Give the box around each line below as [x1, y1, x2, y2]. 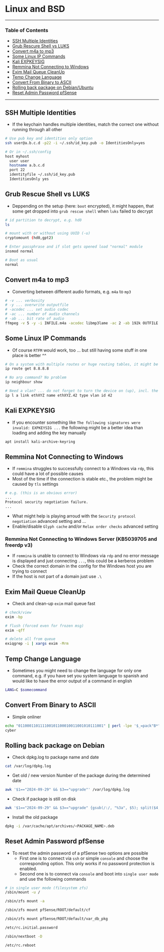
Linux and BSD [5, 3, 65, 15]
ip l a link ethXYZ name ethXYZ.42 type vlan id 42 [5, 393, 112, 398]
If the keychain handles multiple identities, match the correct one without [12, 121, 159, 127]
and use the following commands [19, 876, 86, 882]
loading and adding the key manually [12, 430, 86, 436]
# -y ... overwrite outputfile [5, 302, 69, 308]
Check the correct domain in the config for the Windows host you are [12, 563, 152, 569]
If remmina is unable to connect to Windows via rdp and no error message [12, 553, 159, 559]
